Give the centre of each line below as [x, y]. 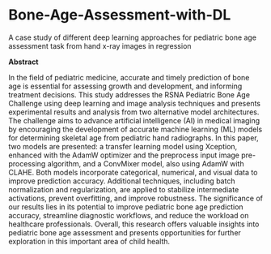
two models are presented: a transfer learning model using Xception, [123, 146]
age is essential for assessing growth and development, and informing [125, 86]
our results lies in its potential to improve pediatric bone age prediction [126, 207]
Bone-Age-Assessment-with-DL [120, 15]
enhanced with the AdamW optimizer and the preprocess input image [124, 155]
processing [27, 163]
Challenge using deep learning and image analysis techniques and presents [135, 103]
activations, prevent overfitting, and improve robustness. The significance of [135, 198]
